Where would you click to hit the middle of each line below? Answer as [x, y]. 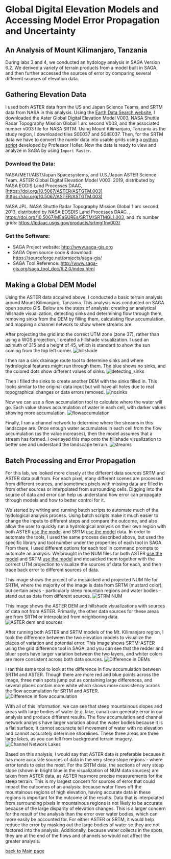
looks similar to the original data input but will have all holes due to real [80, 387]
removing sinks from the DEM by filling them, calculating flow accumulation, [85, 319]
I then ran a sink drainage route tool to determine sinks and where [75, 360]
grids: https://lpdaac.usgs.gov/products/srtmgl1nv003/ [63, 223]
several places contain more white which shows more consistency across [83, 686]
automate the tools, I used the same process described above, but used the [85, 537]
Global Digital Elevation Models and [82, 9]
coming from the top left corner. [39, 351]
